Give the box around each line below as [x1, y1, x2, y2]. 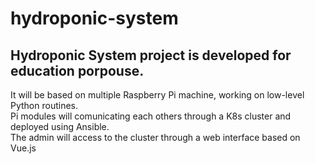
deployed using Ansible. [10, 121, 110, 132]
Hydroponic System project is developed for [10, 47, 292, 64]
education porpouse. [10, 62, 145, 79]
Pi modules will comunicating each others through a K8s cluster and [10, 110, 292, 122]
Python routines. [10, 100, 79, 111]
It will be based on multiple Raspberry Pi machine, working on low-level [10, 89, 305, 101]
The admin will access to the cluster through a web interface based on [10, 132, 301, 143]
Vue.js [10, 142, 37, 154]
